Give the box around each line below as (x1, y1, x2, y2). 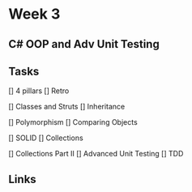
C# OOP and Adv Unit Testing (8, 37, 160, 51)
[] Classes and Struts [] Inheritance (8, 102, 126, 112)
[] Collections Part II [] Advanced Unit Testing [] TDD (8, 149, 184, 159)
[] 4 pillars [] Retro (8, 86, 70, 96)
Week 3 (8, 5, 61, 23)
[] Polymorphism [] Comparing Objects (8, 117, 138, 127)
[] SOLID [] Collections (8, 133, 83, 143)
